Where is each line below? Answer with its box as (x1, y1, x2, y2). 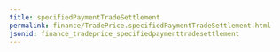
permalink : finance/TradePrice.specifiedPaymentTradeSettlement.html (9, 21, 272, 30)
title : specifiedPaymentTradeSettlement (9, 12, 161, 22)
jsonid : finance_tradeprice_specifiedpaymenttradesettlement (9, 29, 240, 38)
